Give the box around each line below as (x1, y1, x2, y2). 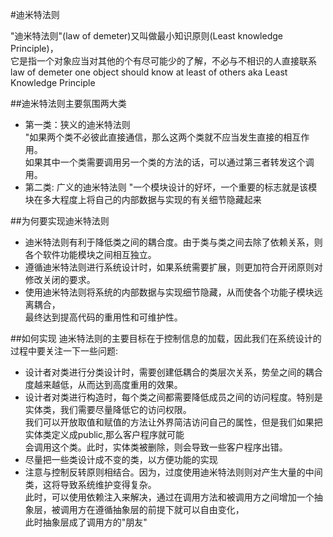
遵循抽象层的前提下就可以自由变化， (94, 504, 245, 515)
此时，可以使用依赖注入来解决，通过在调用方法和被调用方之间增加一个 (24, 491, 315, 503)
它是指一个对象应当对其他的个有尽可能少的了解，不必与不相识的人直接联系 (10, 55, 317, 67)
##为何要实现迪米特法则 (10, 215, 110, 227)
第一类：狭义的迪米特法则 (24, 119, 131, 130)
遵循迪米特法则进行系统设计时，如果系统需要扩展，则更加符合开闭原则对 (24, 261, 323, 273)
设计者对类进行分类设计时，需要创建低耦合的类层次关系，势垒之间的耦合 (24, 366, 323, 378)
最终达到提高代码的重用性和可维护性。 (24, 311, 183, 323)
